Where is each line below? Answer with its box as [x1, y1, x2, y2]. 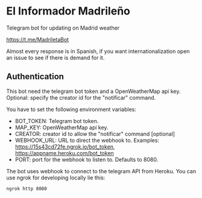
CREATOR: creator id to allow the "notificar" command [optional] [14, 130, 175, 137]
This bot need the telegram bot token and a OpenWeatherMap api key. [6, 88, 181, 95]
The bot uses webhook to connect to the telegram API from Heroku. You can [6, 167, 197, 174]
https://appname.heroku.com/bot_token [14, 149, 115, 156]
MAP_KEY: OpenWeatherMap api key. [14, 124, 109, 131]
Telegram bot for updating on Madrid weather [6, 24, 120, 31]
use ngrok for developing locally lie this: [6, 174, 106, 181]
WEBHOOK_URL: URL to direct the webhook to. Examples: [14, 136, 160, 144]
